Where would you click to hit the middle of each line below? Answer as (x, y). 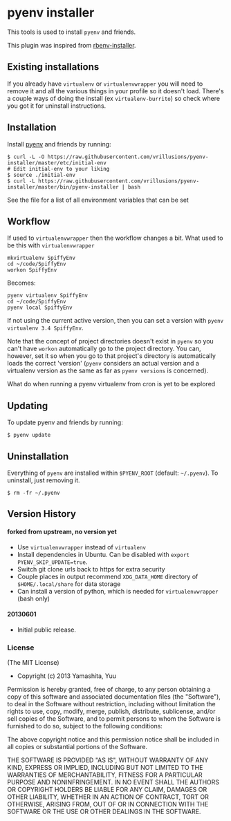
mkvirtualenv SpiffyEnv (41, 258)
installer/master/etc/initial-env (57, 163)
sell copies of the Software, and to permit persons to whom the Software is (114, 719)
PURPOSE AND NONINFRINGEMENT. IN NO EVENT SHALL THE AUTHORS (113, 782)
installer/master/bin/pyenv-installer (63, 187)
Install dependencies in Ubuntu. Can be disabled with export (103, 554)
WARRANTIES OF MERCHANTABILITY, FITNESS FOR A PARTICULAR (105, 775)
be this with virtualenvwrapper (51, 245)
